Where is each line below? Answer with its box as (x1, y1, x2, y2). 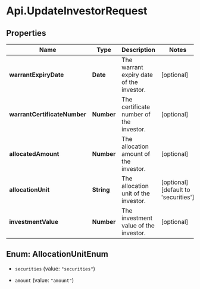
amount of (121, 150, 151, 158)
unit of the (121, 189, 151, 198)
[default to (161, 186, 190, 193)
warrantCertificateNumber (9, 110, 87, 118)
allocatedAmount (9, 150, 60, 158)
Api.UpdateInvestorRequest (6, 4, 148, 18)
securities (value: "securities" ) (14, 265, 95, 272)
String (92, 186, 110, 193)
